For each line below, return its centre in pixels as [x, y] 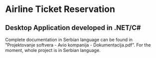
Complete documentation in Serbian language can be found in [69, 39]
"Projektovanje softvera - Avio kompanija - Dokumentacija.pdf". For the [78, 45]
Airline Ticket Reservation [60, 9]
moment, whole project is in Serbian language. [53, 50]
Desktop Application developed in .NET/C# [73, 28]
